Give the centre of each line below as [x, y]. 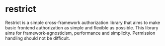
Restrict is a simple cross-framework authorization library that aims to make [83, 23]
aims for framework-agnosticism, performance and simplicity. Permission [80, 33]
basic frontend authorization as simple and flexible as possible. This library [82, 27]
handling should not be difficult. [38, 38]
